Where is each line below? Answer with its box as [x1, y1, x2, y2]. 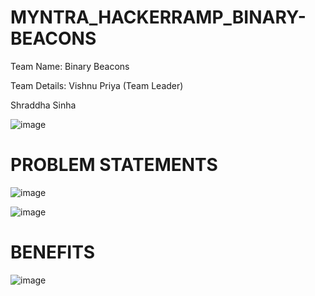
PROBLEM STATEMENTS [10, 154, 218, 176]
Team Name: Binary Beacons [10, 60, 130, 72]
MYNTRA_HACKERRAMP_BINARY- [10, 6, 307, 29]
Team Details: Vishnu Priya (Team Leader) [10, 79, 184, 91]
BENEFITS [10, 241, 96, 264]
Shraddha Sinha [10, 99, 77, 111]
